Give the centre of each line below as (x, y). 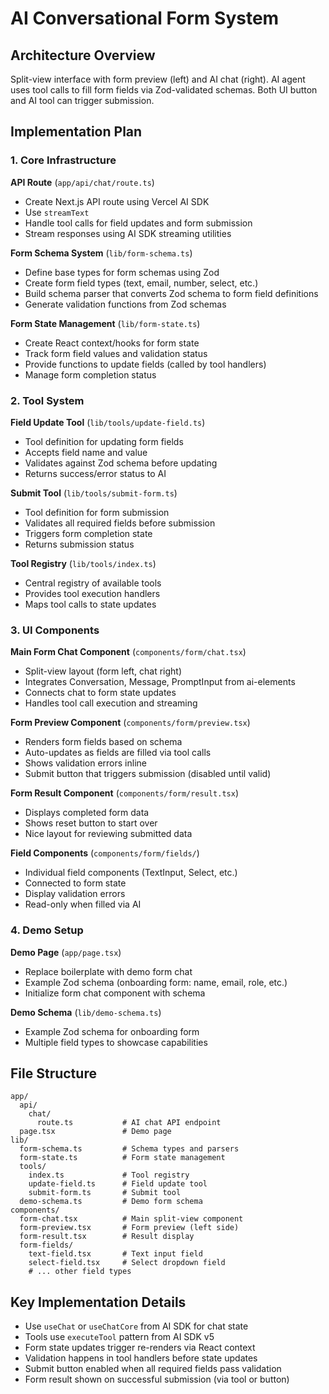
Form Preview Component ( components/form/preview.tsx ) (130, 723)
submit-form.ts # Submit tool (105, 1193)
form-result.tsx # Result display (107, 1237)
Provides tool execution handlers (92, 593)
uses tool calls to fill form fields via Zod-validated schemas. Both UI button (164, 90)
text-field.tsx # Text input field (115, 1254)
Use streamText (57, 212)
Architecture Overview (83, 55)
